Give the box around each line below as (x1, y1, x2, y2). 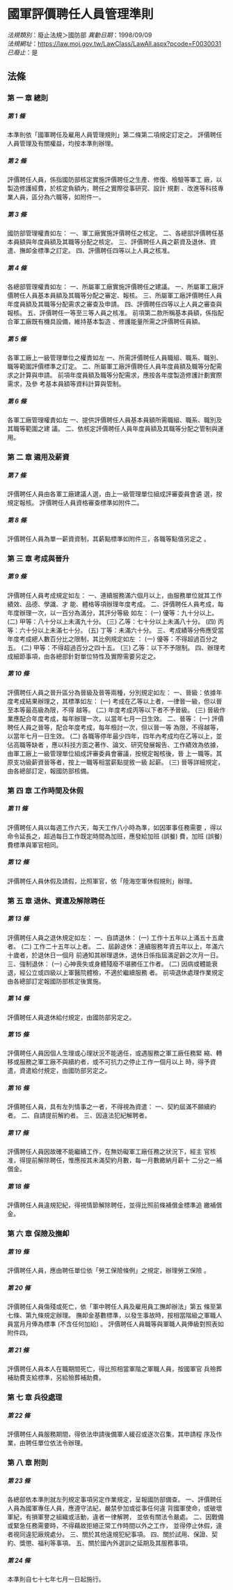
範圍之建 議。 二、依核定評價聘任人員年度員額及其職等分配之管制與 (25, 424, 218, 433)
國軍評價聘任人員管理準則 (7, 6, 154, 22)
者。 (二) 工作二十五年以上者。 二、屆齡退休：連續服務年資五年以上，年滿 (7, 942, 218, 950)
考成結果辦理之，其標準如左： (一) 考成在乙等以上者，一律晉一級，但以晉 (13, 697, 223, 705)
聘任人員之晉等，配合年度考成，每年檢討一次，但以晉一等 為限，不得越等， (7, 723, 223, 732)
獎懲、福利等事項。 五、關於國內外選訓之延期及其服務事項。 (19, 1538, 192, 1547)
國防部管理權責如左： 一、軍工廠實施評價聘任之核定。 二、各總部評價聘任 (7, 229, 218, 238)
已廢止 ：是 (7, 48, 38, 56)
